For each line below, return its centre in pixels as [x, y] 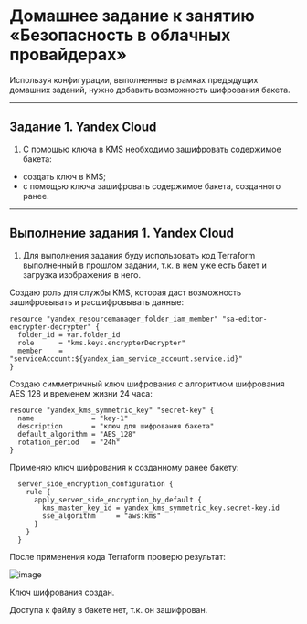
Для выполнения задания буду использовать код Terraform [139, 255]
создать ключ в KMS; [64, 176]
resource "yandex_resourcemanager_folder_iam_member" [114, 319]
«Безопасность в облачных [120, 35]
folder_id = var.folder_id [69, 334]
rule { [38, 492]
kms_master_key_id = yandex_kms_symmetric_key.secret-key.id [161, 508]
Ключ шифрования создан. [62, 592]
